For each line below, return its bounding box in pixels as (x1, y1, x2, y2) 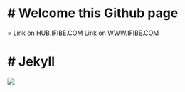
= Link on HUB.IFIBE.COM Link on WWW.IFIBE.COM (7, 29, 159, 37)
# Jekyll (7, 53, 55, 70)
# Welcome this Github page (7, 5, 179, 21)
